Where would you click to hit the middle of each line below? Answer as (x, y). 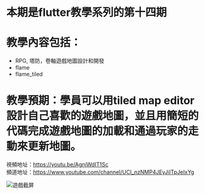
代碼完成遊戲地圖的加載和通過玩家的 (97, 131)
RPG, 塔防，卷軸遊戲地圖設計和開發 (60, 61)
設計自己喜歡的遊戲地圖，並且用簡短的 (103, 116)
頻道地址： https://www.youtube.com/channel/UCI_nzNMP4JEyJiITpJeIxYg (100, 172)
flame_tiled (29, 74)
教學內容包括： (44, 43)
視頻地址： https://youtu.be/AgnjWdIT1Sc (57, 165)
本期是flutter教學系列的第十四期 (87, 13)
